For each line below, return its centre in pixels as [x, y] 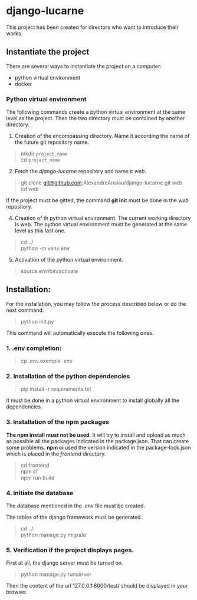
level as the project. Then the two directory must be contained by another [96, 118]
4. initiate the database [40, 493]
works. [14, 33]
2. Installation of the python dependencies [68, 377]
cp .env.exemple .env [46, 361]
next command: [25, 310]
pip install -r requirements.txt [56, 389]
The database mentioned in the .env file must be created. [76, 506]
